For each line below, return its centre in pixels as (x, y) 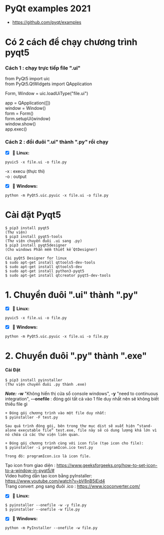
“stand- (145, 426)
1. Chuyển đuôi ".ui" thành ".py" (72, 295)
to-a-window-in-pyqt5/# (30, 470)
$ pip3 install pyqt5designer (36, 245)
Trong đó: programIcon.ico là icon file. (48, 456)
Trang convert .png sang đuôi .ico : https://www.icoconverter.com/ (73, 486)
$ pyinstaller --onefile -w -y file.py (46, 505)
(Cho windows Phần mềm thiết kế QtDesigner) (51, 249)
